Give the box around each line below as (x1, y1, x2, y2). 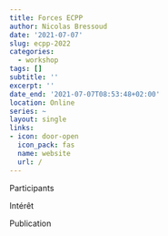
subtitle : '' (9, 73, 59, 82)
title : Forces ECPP (9, 13, 84, 23)
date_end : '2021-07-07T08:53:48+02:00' (9, 89, 161, 98)
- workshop (17, 56, 59, 65)
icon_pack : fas (17, 140, 75, 149)
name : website (17, 149, 71, 158)
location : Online (9, 97, 75, 108)
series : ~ (9, 107, 47, 116)
